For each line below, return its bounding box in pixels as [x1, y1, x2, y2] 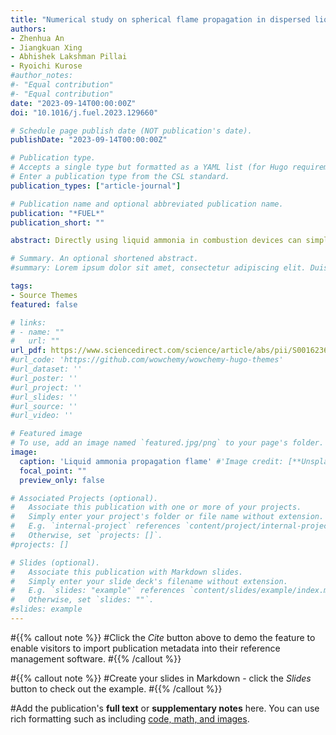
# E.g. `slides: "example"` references [10, 586, 186, 596]
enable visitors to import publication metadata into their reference [10, 642, 281, 654]
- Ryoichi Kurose [10, 61, 83, 71]
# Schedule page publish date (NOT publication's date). [10, 126, 253, 136]
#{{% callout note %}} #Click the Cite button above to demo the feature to [10, 631, 316, 643]
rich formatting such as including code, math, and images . [10, 712, 250, 725]
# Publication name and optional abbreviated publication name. [10, 199, 284, 209]
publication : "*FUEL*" [10, 208, 105, 218]
